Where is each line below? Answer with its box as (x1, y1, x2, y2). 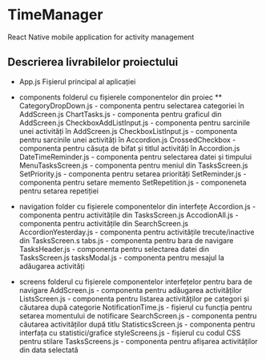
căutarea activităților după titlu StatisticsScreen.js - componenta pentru (18, 319, 256, 329)
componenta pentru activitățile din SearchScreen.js (18, 218, 189, 228)
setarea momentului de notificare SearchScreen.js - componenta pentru (18, 310, 257, 320)
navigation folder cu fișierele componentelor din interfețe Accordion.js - (18, 201, 256, 211)
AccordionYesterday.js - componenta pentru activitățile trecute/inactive (18, 227, 255, 237)
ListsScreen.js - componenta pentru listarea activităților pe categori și (18, 294, 250, 303)
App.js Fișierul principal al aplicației (18, 76, 136, 86)
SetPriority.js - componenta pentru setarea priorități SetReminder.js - (18, 168, 247, 178)
